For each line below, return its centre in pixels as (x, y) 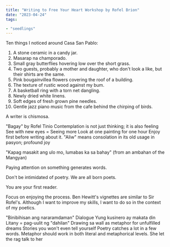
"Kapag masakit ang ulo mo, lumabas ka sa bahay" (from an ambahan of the (85, 152)
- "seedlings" (21, 28)
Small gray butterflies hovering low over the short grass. (72, 63)
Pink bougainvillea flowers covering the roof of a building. (73, 80)
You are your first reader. (32, 187)
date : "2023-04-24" (26, 15)
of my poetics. (21, 208)
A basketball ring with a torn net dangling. (57, 91)
